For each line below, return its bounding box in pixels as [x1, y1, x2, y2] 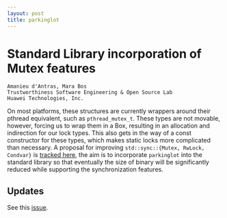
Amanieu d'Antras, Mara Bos [7, 83, 88, 90]
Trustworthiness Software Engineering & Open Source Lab [7, 89, 173, 96]
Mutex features [7, 60, 96, 76]
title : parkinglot [7, 16, 59, 23]
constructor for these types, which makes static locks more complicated [7, 136, 211, 145]
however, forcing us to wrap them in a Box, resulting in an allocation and [7, 121, 211, 130]
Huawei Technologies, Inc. [7, 95, 84, 102]
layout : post [7, 10, 44, 17]
